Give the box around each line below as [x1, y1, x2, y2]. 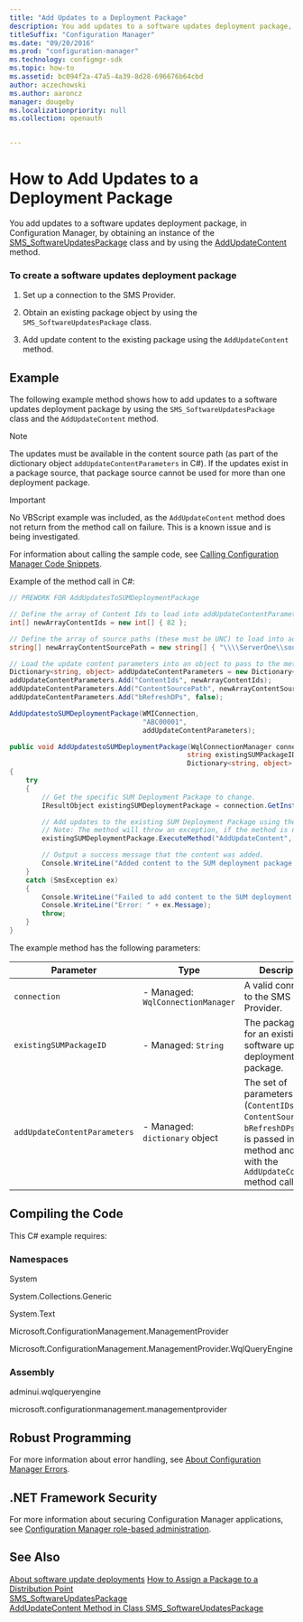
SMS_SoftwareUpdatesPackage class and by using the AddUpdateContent [9, 237, 287, 248]
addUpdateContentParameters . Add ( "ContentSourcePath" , [9, 684, 216, 694]
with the [243, 1155, 279, 1167]
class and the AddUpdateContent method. [9, 413, 160, 425]
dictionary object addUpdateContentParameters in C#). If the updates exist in [9, 458, 289, 469]
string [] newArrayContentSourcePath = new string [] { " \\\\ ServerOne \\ [9, 642, 284, 652]
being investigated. [9, 531, 81, 542]
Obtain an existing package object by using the [22, 307, 198, 318]
